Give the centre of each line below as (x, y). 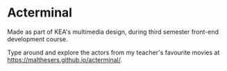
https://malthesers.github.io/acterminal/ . (65, 59)
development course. (37, 39)
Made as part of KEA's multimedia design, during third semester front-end (113, 32)
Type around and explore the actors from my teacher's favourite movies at (113, 52)
